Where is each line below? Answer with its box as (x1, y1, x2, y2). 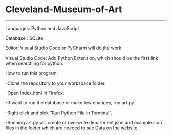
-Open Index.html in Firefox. (5, 90, 64, 96)
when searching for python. (5, 60, 64, 66)
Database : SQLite (5, 35, 44, 41)
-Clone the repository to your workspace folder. (5, 80, 106, 86)
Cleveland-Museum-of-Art (5, 4, 122, 15)
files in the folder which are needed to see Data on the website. (5, 125, 139, 131)
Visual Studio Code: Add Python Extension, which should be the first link (5, 55, 158, 61)
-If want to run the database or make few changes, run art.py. (5, 99, 136, 105)
